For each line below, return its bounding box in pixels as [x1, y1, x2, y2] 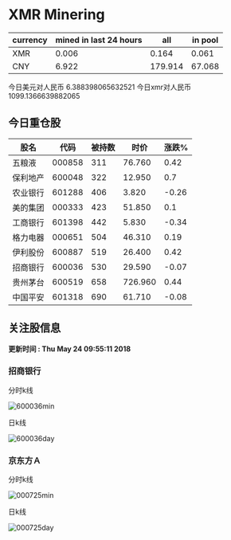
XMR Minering [8, 6, 105, 24]
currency [12, 34, 48, 45]
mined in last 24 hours [55, 34, 143, 45]
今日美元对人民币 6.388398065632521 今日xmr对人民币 [8, 82, 192, 92]
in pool [192, 34, 219, 45]
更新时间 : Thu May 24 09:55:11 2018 [8, 344, 131, 354]
